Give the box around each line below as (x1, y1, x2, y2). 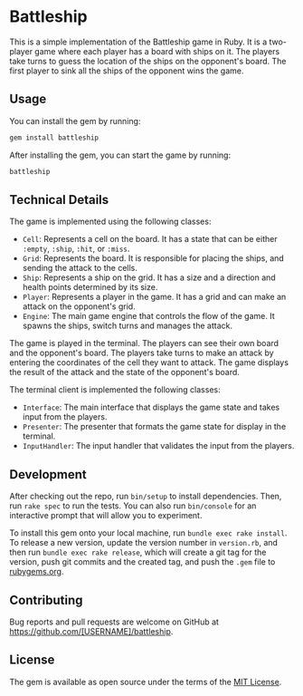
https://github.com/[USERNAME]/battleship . (9, 625, 174, 636)
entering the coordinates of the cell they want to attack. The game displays (9, 357, 289, 368)
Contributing (9, 592, 83, 608)
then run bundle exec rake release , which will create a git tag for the (9, 546, 267, 558)
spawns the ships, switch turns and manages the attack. (22, 320, 233, 332)
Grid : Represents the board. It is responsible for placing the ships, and (22, 253, 285, 264)
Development (9, 467, 88, 482)
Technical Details (9, 192, 109, 208)
